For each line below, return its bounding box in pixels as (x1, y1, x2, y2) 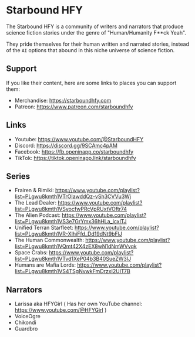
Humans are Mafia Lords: (14, 261, 76, 268)
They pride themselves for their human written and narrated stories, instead (6, 40, 190, 47)
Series (6, 171, 31, 181)
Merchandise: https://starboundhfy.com (14, 97, 112, 104)
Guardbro (14, 325, 38, 332)
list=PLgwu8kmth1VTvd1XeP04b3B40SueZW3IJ (14, 256, 132, 263)
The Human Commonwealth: (14, 237, 84, 244)
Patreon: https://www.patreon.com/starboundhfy (14, 103, 133, 110)
